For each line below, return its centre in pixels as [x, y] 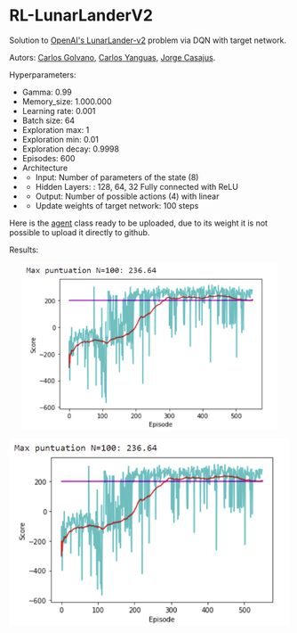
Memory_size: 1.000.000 [67, 101]
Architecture [45, 168]
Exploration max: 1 [56, 129]
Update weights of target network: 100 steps [117, 205]
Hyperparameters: [43, 74]
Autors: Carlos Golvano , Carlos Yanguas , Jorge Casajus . [112, 57]
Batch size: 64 [48, 120]
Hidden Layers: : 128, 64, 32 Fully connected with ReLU [136, 186]
